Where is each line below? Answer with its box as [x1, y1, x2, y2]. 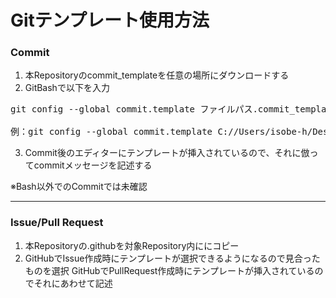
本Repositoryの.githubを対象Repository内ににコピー [24, 239, 240, 251]
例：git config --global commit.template [10, 126, 213, 138]
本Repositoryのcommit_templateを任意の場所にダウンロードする [24, 69, 290, 81]
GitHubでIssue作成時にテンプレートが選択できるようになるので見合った [24, 252, 321, 264]
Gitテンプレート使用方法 [10, 9, 210, 32]
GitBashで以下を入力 [24, 82, 110, 94]
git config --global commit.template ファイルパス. [10, 104, 258, 115]
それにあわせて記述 [33, 277, 113, 289]
